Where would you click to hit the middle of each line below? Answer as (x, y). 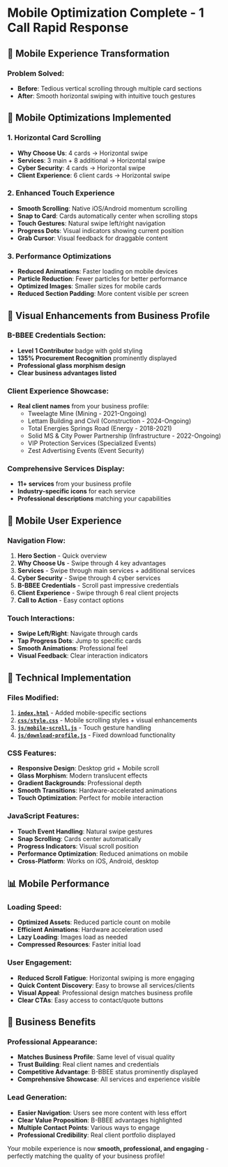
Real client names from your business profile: (83, 406)
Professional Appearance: (52, 1042)
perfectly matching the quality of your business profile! (86, 1156)
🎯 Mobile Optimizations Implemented (89, 118)
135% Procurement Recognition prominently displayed (97, 358)
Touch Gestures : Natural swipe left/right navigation (91, 223)
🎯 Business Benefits (52, 1022)
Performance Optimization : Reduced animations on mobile (102, 854)
